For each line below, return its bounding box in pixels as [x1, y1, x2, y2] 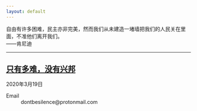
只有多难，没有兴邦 [6, 64, 76, 74]
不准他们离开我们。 [16, 33, 63, 40]
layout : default [6, 8, 46, 15]
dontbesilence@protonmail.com [21, 99, 98, 106]
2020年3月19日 [6, 81, 43, 88]
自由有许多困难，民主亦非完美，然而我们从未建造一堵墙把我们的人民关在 [6, 25, 181, 32]
